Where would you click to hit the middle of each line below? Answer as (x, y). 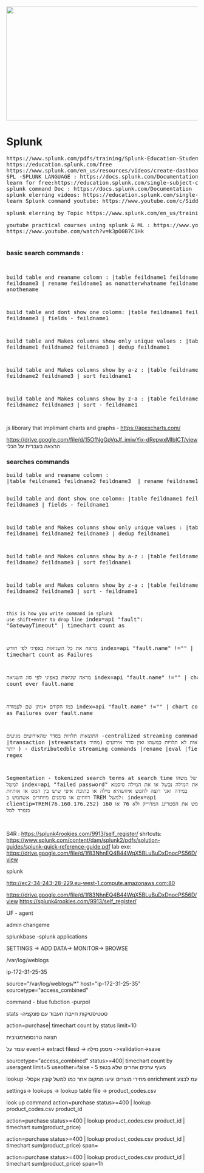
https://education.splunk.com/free (59, 164)
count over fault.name (40, 684)
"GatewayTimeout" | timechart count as (66, 625)
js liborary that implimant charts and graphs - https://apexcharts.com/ (93, 428)
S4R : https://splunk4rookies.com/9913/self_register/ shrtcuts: (84, 833)
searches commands (38, 462)
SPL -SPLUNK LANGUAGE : (42, 176)
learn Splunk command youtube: (53, 201)
